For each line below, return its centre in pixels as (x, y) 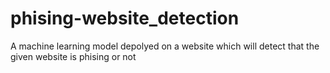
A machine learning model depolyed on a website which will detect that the (165, 46)
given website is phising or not (73, 56)
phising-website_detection (125, 18)
